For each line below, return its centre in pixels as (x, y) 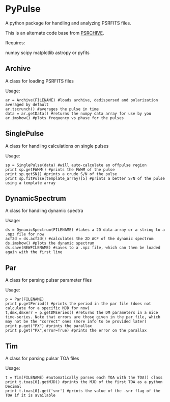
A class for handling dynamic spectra (44, 211)
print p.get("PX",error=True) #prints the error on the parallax (76, 331)
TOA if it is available (31, 395)
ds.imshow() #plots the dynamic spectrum (50, 243)
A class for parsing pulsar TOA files (42, 358)
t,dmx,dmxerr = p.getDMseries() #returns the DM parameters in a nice (82, 313)
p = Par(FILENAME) (25, 299)
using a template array (31, 183)
